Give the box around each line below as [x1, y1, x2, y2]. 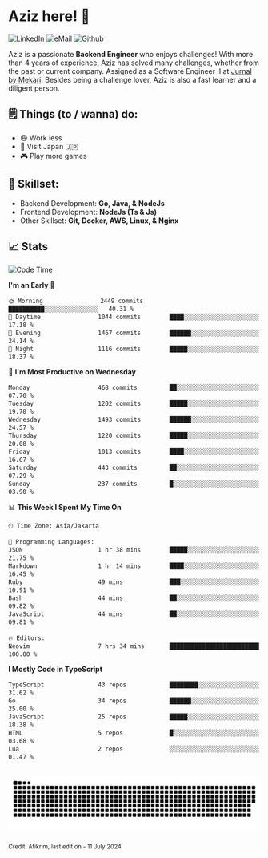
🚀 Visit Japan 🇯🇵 [19, 141, 78, 151]
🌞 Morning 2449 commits [8, 297, 144, 306]
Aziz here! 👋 [8, 7, 90, 26]
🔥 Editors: [8, 634, 46, 642]
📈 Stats [8, 240, 49, 253]
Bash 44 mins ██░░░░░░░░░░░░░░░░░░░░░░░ [8, 594, 260, 602]
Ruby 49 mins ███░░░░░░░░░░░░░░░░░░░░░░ [8, 578, 260, 586]
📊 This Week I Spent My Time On [8, 503, 122, 512]
